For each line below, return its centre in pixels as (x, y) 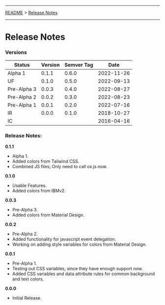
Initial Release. (27, 298)
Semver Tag (79, 65)
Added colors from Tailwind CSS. (46, 161)
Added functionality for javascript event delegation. (64, 239)
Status (22, 65)
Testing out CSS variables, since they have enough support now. (78, 268)
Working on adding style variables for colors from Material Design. (79, 244)
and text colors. (28, 279)
